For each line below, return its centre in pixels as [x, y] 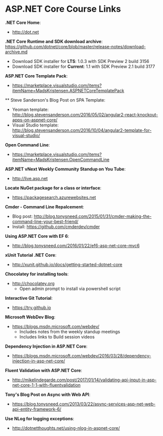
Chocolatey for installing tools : [37, 274]
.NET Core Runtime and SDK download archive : [54, 41]
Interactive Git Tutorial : [29, 298]
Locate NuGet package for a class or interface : [53, 188]
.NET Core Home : [23, 22]
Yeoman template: [30, 109]
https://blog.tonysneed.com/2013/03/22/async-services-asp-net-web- [84, 404]
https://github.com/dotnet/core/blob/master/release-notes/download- [75, 46]
